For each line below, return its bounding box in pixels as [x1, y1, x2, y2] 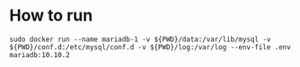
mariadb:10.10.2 [9, 50, 70, 59]
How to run [9, 5, 93, 26]
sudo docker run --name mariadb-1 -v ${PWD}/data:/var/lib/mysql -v [9, 35, 271, 44]
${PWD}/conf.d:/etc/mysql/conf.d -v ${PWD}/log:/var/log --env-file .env [9, 42, 292, 52]
